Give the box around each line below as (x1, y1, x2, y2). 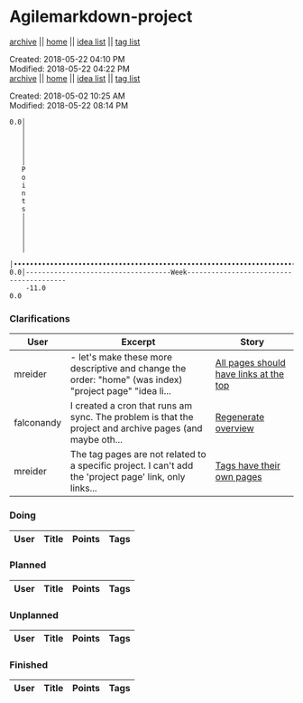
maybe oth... (70, 434, 124, 446)
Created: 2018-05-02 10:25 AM (9, 90, 126, 101)
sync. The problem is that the (70, 411, 194, 424)
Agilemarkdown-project (9, 6, 193, 27)
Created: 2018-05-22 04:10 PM (9, 53, 125, 64)
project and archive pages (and (70, 422, 203, 435)
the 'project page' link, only (70, 471, 186, 483)
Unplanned (9, 608, 59, 621)
